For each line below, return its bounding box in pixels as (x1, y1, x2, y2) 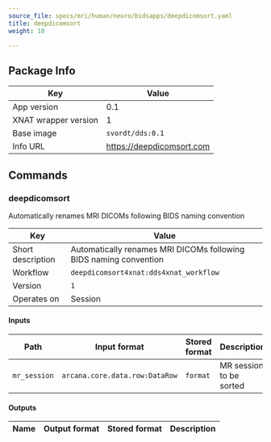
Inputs (8, 316, 31, 326)
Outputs (8, 402, 37, 412)
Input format (94, 341, 144, 352)
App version (12, 102, 59, 113)
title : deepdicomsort (8, 19, 81, 27)
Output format (43, 423, 100, 435)
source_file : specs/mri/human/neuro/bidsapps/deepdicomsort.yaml (8, 11, 232, 20)
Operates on (12, 293, 60, 304)
